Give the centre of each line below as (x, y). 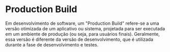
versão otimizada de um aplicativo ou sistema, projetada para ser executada (85, 28)
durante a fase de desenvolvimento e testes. (52, 44)
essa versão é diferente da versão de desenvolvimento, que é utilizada (79, 39)
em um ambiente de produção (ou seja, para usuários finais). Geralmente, (83, 34)
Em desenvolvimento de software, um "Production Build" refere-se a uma (82, 23)
